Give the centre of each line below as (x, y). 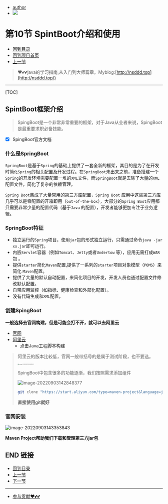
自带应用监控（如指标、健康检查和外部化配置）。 (62, 290)
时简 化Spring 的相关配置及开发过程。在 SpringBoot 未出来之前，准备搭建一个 (82, 172)
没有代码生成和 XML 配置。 (38, 296)
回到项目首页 (25, 55)
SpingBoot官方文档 (32, 139)
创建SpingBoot (23, 311)
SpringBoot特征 (24, 228)
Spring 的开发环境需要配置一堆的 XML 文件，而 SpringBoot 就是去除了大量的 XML (82, 178)
